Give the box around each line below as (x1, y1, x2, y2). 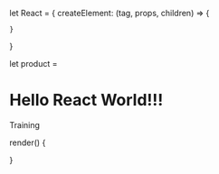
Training (9, 119, 41, 130)
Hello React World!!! (9, 90, 164, 111)
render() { (9, 137, 46, 148)
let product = (9, 59, 58, 69)
